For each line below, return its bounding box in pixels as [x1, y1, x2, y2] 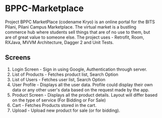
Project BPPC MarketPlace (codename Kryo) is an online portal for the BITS [5, 19, 155, 25]
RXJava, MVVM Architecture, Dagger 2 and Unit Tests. [5, 39, 114, 45]
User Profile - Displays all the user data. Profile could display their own [12, 82, 153, 88]
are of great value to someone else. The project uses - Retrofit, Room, [5, 34, 145, 40]
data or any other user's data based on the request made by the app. [12, 87, 150, 92]
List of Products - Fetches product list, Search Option [12, 71, 118, 77]
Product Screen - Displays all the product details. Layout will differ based [12, 92, 158, 98]
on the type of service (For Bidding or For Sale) [12, 97, 106, 103]
